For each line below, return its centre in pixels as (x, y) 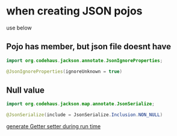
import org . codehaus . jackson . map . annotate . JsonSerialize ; (80, 104)
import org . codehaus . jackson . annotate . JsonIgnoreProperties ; (85, 60)
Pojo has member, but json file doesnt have (89, 47)
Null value (26, 90)
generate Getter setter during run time (54, 126)
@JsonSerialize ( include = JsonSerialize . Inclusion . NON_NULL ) (85, 115)
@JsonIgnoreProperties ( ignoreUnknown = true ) (64, 71)
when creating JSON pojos (74, 11)
